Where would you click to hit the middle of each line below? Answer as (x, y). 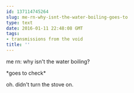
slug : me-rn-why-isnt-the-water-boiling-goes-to (67, 17)
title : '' (18, 45)
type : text (19, 23)
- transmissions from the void (45, 39)
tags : (13, 34)
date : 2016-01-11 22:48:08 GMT (45, 28)
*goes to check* (26, 73)
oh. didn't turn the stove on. (40, 84)
